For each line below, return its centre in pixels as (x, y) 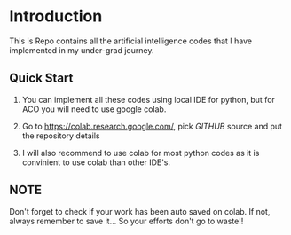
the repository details (61, 136)
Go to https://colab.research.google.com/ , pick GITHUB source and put (152, 126)
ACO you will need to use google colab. (94, 109)
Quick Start (41, 78)
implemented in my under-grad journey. (82, 50)
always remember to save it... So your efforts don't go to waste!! (126, 221)
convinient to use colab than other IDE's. (96, 162)
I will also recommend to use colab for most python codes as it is (141, 153)
